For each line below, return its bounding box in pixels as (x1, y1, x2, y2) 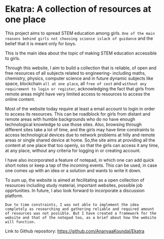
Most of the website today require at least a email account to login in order (5, 106, 155, 112)
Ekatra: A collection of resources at (5, 3, 151, 15)
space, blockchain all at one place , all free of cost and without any (5, 80, 147, 87)
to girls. (5, 55, 21, 61)
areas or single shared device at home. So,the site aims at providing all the (5, 137, 155, 143)
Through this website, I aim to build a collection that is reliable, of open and (5, 65, 157, 71)
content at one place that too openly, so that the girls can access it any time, (5, 142, 159, 148)
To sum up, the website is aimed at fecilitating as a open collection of (5, 177, 144, 183)
